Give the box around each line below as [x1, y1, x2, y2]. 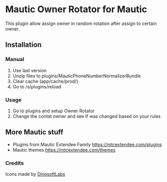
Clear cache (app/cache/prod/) [12, 78, 78, 84]
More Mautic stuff [5, 128, 64, 137]
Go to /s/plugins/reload [12, 83, 62, 89]
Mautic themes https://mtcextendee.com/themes [12, 146, 116, 153]
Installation [5, 41, 42, 49]
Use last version [12, 67, 47, 73]
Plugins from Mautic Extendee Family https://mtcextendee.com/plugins [12, 141, 162, 147]
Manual [5, 56, 24, 63]
